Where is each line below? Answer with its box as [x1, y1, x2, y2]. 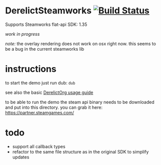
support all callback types [12, 143, 66, 149]
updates [12, 154, 30, 160]
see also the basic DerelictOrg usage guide [5, 89, 93, 95]
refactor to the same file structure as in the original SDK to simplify [12, 149, 149, 155]
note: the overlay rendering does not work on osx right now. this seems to [5, 40, 157, 47]
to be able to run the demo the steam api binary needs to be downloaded [5, 99, 155, 105]
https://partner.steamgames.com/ [5, 109, 75, 115]
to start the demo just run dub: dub [5, 80, 76, 85]
